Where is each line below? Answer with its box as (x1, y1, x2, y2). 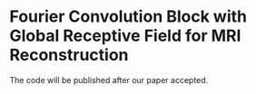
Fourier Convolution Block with (9, 6, 248, 27)
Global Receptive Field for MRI (9, 25, 241, 46)
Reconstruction (9, 45, 129, 65)
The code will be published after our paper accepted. (9, 74, 209, 85)
